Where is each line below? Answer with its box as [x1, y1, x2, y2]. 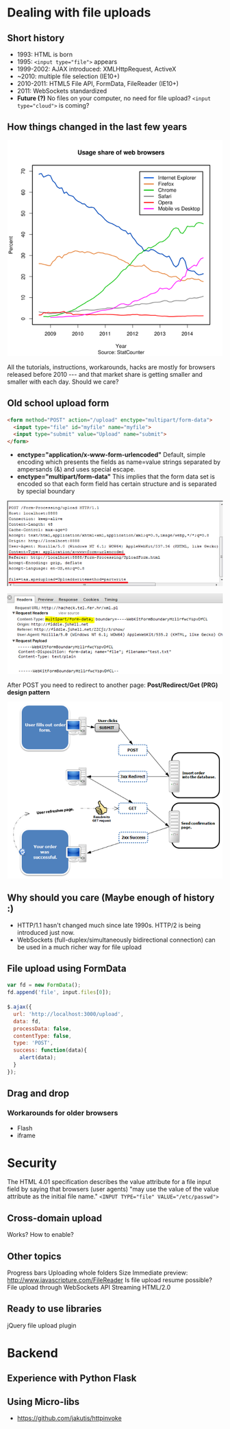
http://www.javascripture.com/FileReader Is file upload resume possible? [7, 1276, 212, 1284]
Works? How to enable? [7, 1231, 74, 1239]
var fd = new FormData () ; [7, 981, 81, 989]
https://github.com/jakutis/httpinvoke [16, 1414, 122, 1422]
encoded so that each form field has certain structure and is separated [16, 480, 217, 488]
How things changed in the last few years [7, 121, 188, 133]
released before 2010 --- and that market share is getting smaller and [7, 370, 203, 378]
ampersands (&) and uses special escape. [16, 465, 136, 474]
